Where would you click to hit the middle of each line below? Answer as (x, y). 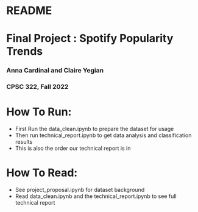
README (29, 11)
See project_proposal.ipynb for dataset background (80, 190)
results (24, 142)
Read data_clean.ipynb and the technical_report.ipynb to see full (96, 196)
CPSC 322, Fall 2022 (37, 87)
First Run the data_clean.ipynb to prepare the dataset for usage (94, 129)
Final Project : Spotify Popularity (90, 39)
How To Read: (42, 173)
